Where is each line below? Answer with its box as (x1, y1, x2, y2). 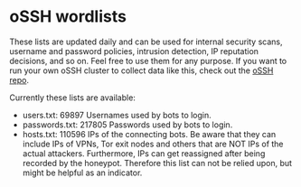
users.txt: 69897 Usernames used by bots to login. (22, 109, 212, 120)
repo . (9, 74, 30, 85)
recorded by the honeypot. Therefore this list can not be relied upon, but (22, 157, 292, 168)
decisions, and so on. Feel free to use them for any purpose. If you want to (9, 55, 287, 66)
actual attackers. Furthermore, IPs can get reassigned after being (22, 147, 266, 159)
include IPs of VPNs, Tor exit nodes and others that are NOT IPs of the (22, 138, 284, 149)
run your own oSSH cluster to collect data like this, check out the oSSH (9, 65, 274, 76)
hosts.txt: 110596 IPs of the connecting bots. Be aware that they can (22, 128, 277, 139)
